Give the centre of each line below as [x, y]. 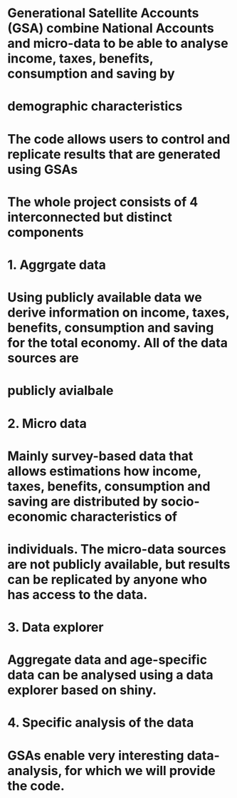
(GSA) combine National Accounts [111, 28]
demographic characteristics [95, 107]
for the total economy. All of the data [118, 343]
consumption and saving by [91, 74]
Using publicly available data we [105, 298]
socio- [180, 501]
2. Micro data [47, 423]
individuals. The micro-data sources [117, 549]
